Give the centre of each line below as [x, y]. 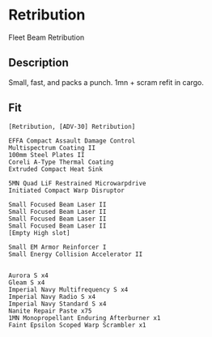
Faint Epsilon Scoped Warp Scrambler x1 [78, 325]
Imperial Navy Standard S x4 [57, 304]
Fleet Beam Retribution [47, 37]
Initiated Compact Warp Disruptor [67, 190]
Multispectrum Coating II [52, 147]
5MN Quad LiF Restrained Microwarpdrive [78, 183]
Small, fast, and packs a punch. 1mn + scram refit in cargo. [106, 82]
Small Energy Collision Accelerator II [76, 254]
